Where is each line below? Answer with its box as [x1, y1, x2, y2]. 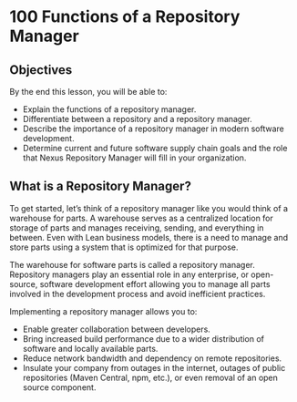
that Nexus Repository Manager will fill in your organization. [22, 152, 247, 163]
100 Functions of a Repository [9, 6, 241, 27]
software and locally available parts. [22, 343, 159, 354]
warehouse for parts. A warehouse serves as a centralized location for [9, 212, 273, 223]
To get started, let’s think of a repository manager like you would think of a [9, 202, 289, 213]
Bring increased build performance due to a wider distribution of [22, 333, 265, 344]
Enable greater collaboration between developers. [22, 324, 211, 335]
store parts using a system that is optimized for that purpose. [9, 242, 239, 253]
